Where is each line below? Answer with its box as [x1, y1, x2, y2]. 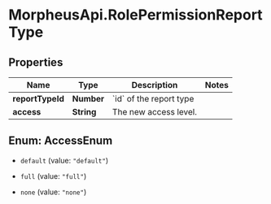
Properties [8, 55, 63, 69]
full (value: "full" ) [20, 171, 87, 180]
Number [72, 93, 105, 104]
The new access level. [112, 106, 198, 117]
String [72, 106, 97, 117]
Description [131, 80, 178, 90]
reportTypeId [12, 93, 65, 104]
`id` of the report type [112, 93, 195, 104]
